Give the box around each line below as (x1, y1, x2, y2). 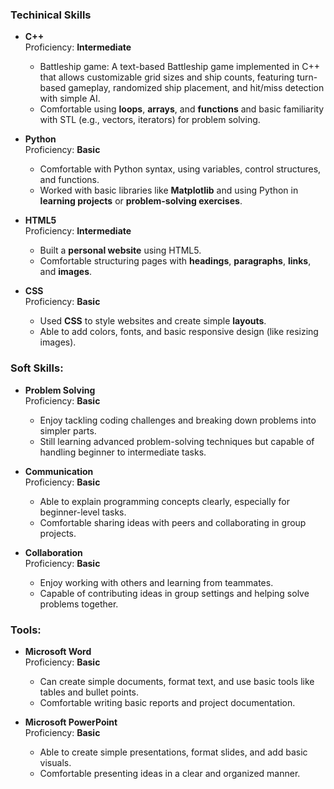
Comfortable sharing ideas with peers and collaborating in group (39, 516, 307, 528)
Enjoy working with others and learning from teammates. (39, 576, 274, 588)
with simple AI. (39, 93, 101, 105)
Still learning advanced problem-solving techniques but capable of (39, 435, 315, 447)
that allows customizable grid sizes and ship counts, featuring (39, 71, 295, 83)
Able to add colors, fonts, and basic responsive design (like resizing (39, 326, 319, 338)
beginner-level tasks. (39, 506, 127, 518)
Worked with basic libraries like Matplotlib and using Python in (39, 184, 299, 197)
